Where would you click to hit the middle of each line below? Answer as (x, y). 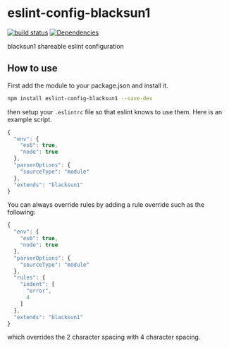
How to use (32, 68)
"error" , (39, 291)
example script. (30, 119)
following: (21, 212)
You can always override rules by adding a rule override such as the (106, 205)
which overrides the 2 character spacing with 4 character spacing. (104, 337)
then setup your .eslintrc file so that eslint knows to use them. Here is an (115, 112)
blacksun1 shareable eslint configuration (66, 46)
